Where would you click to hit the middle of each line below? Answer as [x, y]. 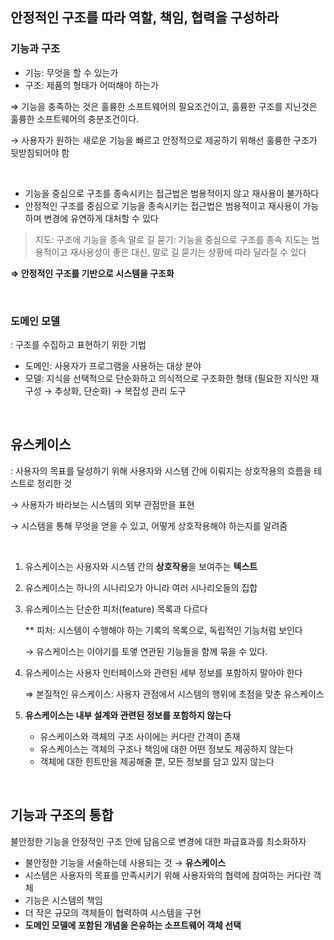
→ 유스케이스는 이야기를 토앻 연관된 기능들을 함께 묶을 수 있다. [146, 651]
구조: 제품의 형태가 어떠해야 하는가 [91, 85]
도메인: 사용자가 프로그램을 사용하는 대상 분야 [113, 365]
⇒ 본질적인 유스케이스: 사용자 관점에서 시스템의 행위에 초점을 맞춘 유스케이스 [174, 694]
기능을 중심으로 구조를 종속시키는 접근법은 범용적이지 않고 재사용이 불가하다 [172, 193]
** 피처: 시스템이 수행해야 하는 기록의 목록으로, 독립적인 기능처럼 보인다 [163, 630]
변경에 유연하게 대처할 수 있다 [101, 218]
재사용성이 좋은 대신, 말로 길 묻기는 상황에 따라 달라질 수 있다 [188, 252]
